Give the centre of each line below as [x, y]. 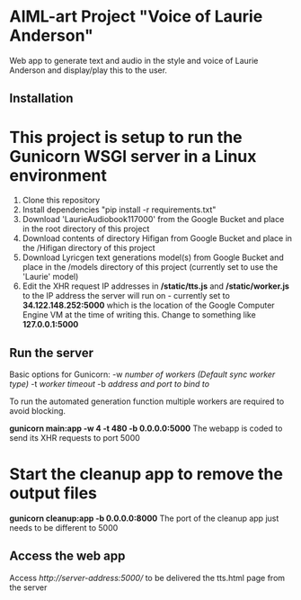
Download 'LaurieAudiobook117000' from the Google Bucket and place [153, 219]
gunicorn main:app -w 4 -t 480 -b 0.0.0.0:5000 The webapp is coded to [146, 428]
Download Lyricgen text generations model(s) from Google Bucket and [153, 257]
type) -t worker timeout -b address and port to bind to [109, 384]
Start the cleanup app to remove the [146, 475]
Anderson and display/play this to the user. [89, 70]
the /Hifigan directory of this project [89, 248]
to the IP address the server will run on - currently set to [126, 296]
